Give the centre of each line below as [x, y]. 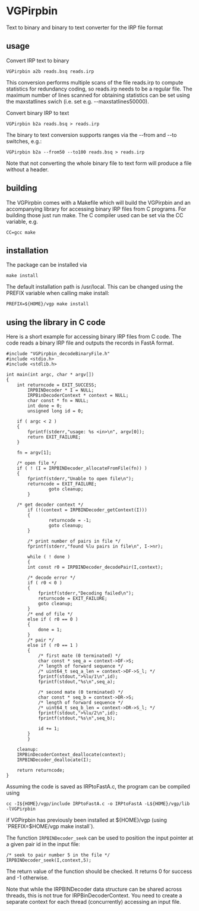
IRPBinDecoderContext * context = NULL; [78, 396]
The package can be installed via [47, 265]
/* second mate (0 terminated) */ [80, 692]
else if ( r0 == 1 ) [53, 646]
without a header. [28, 169]
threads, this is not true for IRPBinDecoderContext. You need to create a [94, 896]
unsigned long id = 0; [56, 411]
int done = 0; [45, 406]
